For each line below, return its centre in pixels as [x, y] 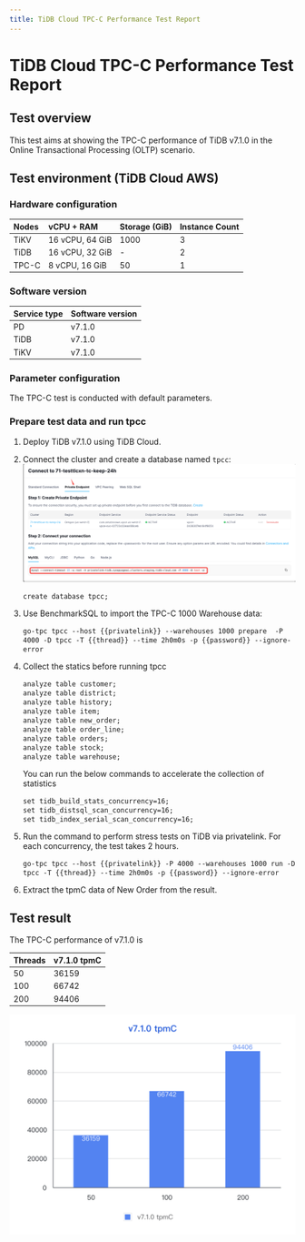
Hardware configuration [64, 204]
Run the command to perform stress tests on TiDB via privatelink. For [152, 836]
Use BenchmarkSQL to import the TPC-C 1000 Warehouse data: [143, 613]
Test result [40, 918]
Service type [38, 313]
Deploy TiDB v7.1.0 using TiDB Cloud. [92, 441]
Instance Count [210, 227]
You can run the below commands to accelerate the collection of [143, 773]
